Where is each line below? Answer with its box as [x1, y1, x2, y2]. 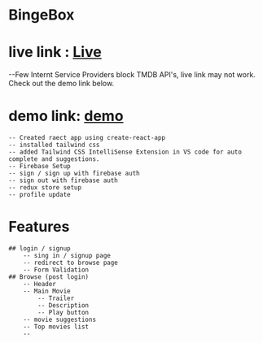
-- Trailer [37, 294, 75, 302]
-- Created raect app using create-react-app [8, 134, 165, 142]
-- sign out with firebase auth [8, 176, 118, 185]
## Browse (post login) [8, 273, 90, 281]
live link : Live [8, 43, 102, 62]
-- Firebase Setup [8, 163, 71, 171]
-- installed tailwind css [8, 141, 100, 150]
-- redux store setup [8, 184, 82, 192]
